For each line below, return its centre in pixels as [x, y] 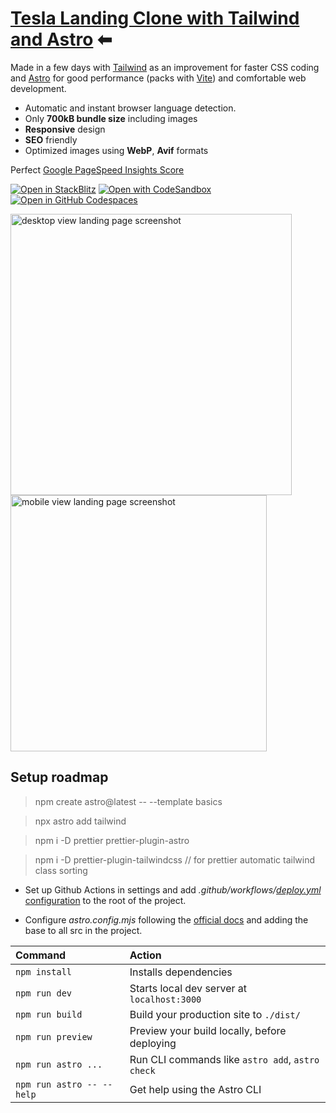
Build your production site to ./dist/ [215, 1014]
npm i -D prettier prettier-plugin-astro [112, 840]
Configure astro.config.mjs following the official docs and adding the [166, 919]
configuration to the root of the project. [105, 900]
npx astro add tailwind [80, 821]
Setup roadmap [59, 777]
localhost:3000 [165, 999]
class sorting [61, 870]
